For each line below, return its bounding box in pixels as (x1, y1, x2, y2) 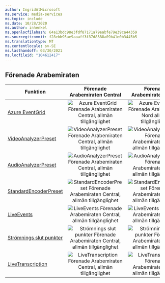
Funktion (24, 89, 46, 95)
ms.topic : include (5, 16, 43, 21)
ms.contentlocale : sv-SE (5, 44, 56, 48)
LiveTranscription (7, 260, 48, 267)
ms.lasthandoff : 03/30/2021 (5, 48, 63, 53)
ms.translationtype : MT (5, 39, 54, 44)
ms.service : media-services (5, 12, 63, 17)
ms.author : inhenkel (5, 25, 48, 30)
